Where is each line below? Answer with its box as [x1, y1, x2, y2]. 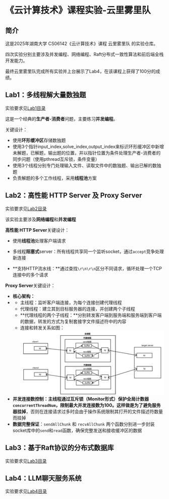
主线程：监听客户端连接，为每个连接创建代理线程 [20, 299, 122, 305]
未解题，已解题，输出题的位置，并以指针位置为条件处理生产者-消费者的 [12, 150, 161, 156]
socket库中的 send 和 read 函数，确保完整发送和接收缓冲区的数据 [12, 427, 142, 433]
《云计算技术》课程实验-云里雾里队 [5, 5, 151, 16]
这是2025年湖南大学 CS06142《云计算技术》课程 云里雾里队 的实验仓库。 [5, 41, 158, 46]
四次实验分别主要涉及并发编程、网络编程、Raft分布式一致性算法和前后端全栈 [5, 51, 164, 57]
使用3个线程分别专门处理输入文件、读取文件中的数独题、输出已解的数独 [12, 162, 161, 168]
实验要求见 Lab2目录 [5, 205, 47, 212]
